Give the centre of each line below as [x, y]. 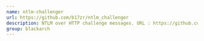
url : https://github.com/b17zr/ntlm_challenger [68, 17]
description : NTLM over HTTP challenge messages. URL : [78, 23]
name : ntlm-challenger [35, 12]
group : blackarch [28, 29]
